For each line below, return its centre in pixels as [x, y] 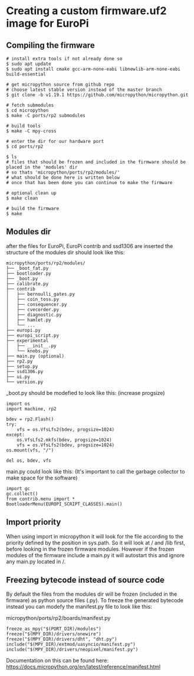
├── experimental [27, 341]
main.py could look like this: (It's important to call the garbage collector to [96, 471]
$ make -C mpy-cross [32, 131]
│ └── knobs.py [27, 351]
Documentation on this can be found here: [57, 661]
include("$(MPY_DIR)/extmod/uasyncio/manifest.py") [71, 645]
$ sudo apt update [29, 64]
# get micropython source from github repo [60, 84]
